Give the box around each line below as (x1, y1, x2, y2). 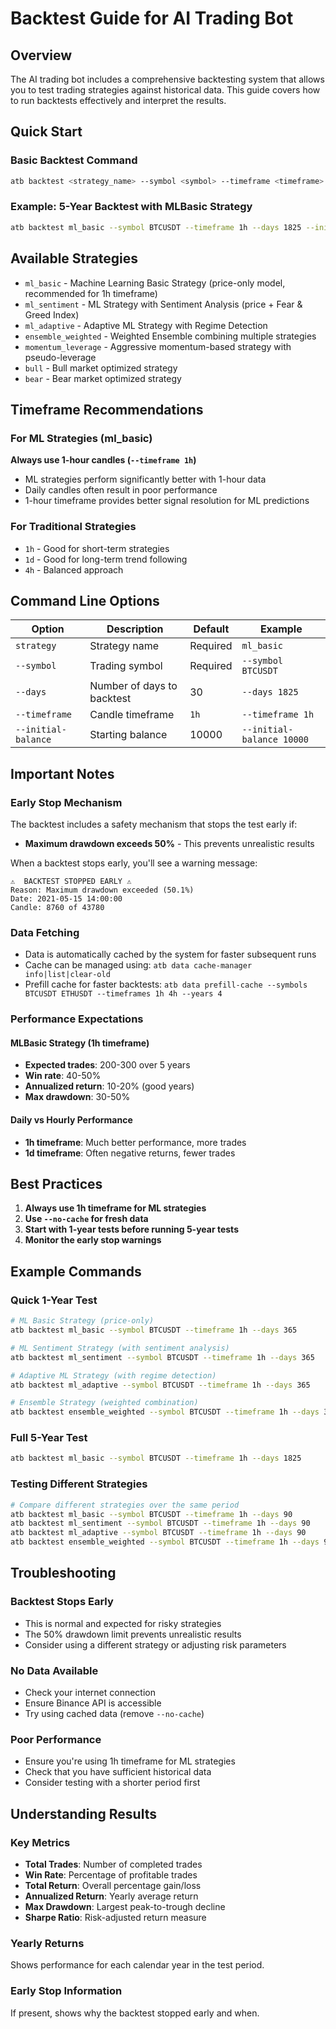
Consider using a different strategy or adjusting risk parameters (24, 1638, 287, 1651)
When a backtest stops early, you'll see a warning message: (10, 857, 258, 869)
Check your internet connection (24, 1686, 156, 1698)
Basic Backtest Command (10, 153, 138, 167)
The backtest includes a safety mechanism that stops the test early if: (10, 818, 298, 831)
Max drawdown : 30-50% (24, 1091, 131, 1103)
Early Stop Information (10, 1984, 123, 1998)
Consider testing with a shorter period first (24, 1777, 201, 1789)
